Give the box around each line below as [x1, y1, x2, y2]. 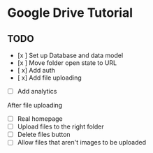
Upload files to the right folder [17, 122, 104, 131]
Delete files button [17, 131, 71, 139]
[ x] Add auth [17, 66, 56, 74]
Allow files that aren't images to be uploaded [17, 138, 147, 147]
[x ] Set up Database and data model [17, 51, 124, 59]
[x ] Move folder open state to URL [17, 59, 117, 67]
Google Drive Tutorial [7, 5, 133, 21]
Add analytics [17, 87, 57, 95]
